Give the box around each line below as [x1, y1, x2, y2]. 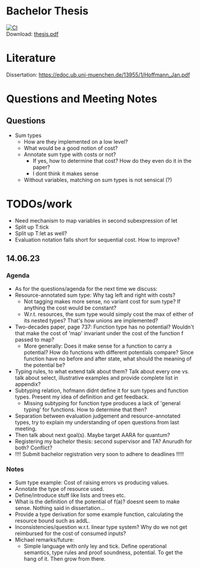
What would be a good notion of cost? [23, 144, 118, 151]
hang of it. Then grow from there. [23, 555, 106, 562]
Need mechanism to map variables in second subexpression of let [14, 217, 178, 224]
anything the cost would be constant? [23, 304, 116, 311]
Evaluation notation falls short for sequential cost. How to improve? [14, 236, 180, 243]
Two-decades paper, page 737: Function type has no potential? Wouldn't [14, 323, 194, 330]
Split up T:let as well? [14, 229, 67, 237]
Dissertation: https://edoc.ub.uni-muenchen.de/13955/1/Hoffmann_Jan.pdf [6, 71, 190, 78]
